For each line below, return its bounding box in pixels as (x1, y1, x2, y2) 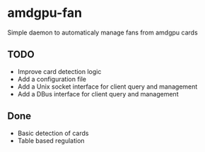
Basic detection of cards (17, 129, 89, 137)
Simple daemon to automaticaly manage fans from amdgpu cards (7, 28, 198, 37)
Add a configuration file (17, 75, 87, 83)
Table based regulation (17, 136, 85, 145)
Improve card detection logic (17, 67, 102, 75)
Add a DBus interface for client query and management (17, 89, 179, 98)
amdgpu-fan (7, 5, 83, 21)
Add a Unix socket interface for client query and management (17, 82, 198, 91)
